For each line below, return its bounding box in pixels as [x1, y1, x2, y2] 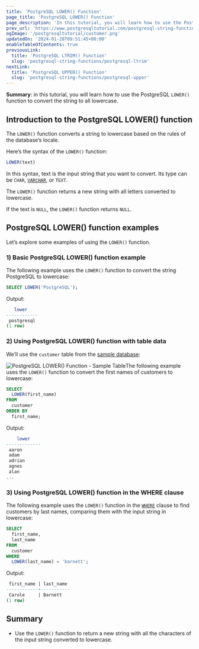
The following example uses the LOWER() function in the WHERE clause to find [6, 502, 190, 509]
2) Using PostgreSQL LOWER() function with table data [6, 337, 167, 345]
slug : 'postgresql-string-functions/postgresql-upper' [11, 75, 150, 81]
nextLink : [6, 63, 31, 70]
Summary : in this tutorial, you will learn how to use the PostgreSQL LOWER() [6, 91, 190, 98]
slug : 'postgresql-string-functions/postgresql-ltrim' [11, 58, 150, 64]
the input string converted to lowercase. [14, 636, 113, 643]
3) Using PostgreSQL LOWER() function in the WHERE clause [6, 488, 184, 496]
